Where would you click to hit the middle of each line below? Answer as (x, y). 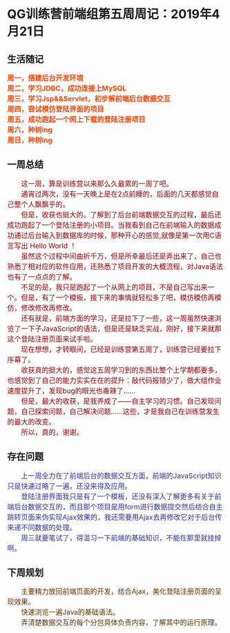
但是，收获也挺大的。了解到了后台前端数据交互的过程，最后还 (122, 215)
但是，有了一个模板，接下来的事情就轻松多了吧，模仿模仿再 (118, 298)
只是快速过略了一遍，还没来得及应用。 (70, 486)
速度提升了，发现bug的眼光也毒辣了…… (71, 391)
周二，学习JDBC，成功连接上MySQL (67, 88)
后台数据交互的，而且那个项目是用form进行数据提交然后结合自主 (118, 507)
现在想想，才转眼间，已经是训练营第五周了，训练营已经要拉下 (122, 349)
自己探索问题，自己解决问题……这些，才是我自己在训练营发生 (120, 411)
